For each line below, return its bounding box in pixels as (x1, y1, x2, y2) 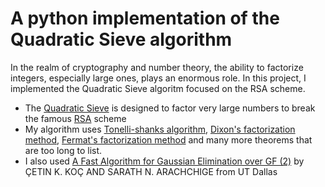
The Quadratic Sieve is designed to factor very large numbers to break (24, 102, 316, 114)
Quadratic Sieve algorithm (10, 28, 233, 51)
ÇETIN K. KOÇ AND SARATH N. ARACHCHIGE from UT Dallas (24, 165, 278, 177)
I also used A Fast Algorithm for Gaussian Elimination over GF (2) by (24, 155, 305, 167)
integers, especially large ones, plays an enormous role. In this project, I (10, 72, 307, 84)
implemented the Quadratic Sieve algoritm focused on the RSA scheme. (10, 82, 306, 94)
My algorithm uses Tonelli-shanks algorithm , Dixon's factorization (24, 123, 296, 135)
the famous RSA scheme (24, 112, 127, 124)
